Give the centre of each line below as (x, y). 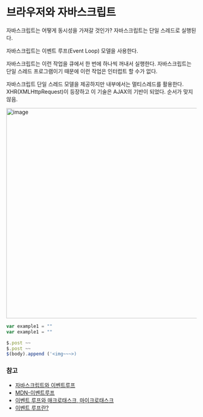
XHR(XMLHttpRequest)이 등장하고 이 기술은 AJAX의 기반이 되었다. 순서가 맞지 (100, 91)
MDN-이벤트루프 (35, 392)
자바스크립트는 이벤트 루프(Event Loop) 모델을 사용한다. (72, 51)
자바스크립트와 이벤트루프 (45, 385)
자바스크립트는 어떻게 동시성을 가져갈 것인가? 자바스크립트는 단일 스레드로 (93, 30)
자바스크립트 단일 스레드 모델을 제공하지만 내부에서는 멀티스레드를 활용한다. (95, 84)
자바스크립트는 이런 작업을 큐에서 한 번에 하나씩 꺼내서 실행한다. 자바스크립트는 (99, 64)
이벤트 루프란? (32, 408)
